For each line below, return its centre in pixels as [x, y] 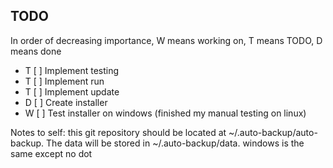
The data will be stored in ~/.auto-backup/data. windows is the [175, 143]
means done [36, 51]
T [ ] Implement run [64, 81]
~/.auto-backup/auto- [273, 132]
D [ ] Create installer [66, 102]
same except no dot [51, 153]
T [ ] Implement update [72, 91]
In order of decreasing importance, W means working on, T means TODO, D [166, 40]
